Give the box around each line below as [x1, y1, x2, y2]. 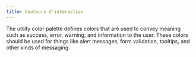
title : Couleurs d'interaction [6, 8, 84, 15]
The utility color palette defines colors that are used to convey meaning [6, 25, 181, 32]
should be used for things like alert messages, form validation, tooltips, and [6, 37, 190, 45]
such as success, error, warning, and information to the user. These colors [6, 31, 188, 39]
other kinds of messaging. [6, 44, 70, 51]
